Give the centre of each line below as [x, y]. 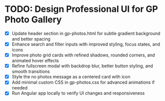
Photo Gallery [33, 20]
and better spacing [31, 39]
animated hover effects [35, 61]
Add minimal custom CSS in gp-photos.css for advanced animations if [83, 82]
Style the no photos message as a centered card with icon [71, 77]
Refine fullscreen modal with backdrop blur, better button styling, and [82, 66]
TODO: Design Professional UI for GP [82, 9]
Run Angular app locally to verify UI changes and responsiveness [78, 93]
